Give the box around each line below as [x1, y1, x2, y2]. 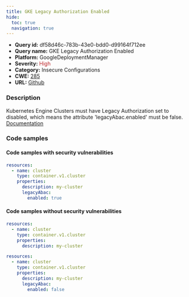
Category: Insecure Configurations [14, 66, 100, 74]
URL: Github [14, 79, 45, 86]
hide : [6, 14, 19, 20]
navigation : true [11, 25, 54, 31]
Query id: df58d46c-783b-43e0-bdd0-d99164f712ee [14, 41, 146, 48]
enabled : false [27, 286, 65, 292]
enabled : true [27, 195, 62, 201]
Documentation [6, 119, 44, 127]
